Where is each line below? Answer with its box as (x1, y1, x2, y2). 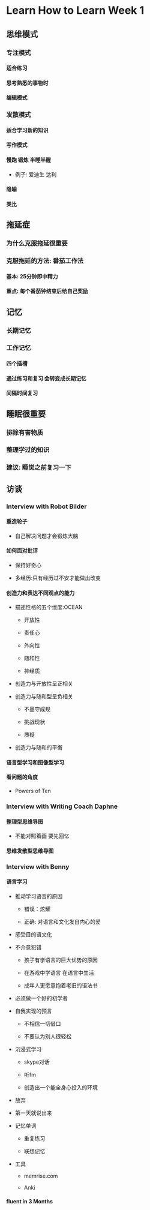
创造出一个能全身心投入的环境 (23, 1083, 98, 1091)
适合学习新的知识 (6, 127, 49, 134)
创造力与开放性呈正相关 (14, 680, 73, 687)
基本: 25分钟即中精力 (6, 272, 58, 280)
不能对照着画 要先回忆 (14, 832, 70, 840)
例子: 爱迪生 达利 (14, 170, 57, 178)
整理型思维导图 (6, 818, 43, 825)
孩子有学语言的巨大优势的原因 (23, 956, 98, 963)
